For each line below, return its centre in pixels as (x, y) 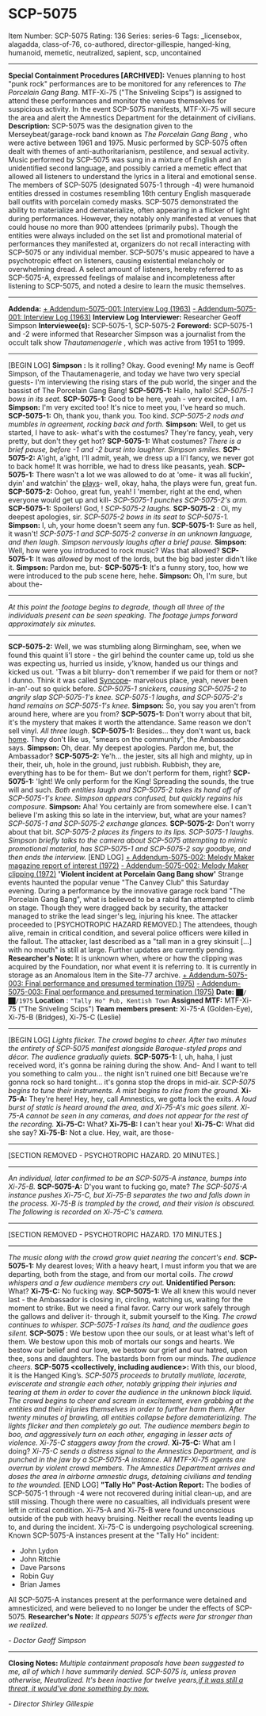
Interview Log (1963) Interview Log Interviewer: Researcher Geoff (132, 317)
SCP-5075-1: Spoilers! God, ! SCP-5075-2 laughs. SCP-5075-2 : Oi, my (125, 508)
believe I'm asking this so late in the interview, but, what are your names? (127, 815)
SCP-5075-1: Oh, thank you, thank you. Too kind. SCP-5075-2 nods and (126, 415)
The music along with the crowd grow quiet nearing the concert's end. (123, 1257)
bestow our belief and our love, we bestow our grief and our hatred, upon (128, 1350)
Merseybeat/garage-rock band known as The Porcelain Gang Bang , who (128, 134)
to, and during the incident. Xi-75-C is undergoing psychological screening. (131, 1527)
